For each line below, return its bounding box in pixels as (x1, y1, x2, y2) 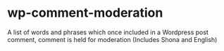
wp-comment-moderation (7, 5, 163, 21)
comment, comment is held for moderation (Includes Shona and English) (7, 35, 218, 43)
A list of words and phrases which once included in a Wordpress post (7, 28, 209, 36)
